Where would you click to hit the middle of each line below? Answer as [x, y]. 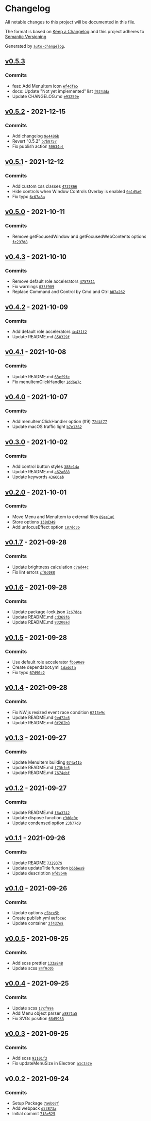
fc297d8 [20, 242]
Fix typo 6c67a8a [28, 196]
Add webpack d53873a [34, 1108]
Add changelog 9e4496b [36, 136]
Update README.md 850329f [41, 337]
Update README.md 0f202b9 [41, 722]
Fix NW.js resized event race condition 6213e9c [59, 712]
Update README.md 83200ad [41, 622]
